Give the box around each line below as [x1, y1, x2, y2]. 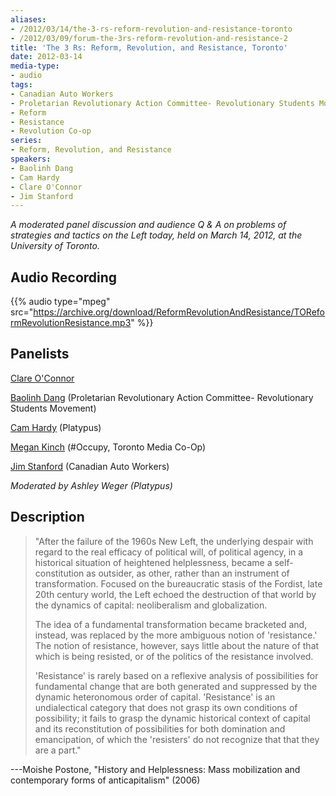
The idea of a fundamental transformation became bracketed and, [34, 618, 308, 630]
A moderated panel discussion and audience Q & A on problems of [10, 219, 287, 231]
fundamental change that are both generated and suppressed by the [34, 680, 318, 692]
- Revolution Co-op [10, 126, 92, 136]
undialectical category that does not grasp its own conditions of [34, 701, 298, 713]
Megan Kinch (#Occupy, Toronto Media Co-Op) [10, 441, 207, 453]
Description [10, 509, 85, 526]
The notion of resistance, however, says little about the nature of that [34, 639, 320, 651]
